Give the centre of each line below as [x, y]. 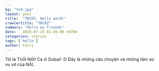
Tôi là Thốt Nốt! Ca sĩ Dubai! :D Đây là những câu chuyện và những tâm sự [79, 59]
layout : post [18, 14]
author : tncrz [20, 45]
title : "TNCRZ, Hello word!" [36, 18]
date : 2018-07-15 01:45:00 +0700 [41, 32]
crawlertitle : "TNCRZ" [28, 23]
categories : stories [26, 37]
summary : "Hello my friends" [35, 28]
